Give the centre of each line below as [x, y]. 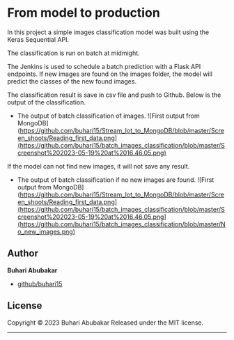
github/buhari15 [40, 284]
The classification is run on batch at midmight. [74, 53]
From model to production [84, 13]
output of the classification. [46, 102]
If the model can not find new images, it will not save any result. [99, 166]
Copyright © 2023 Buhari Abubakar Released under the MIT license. [106, 323]
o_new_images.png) [46, 231]
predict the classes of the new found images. [72, 81]
